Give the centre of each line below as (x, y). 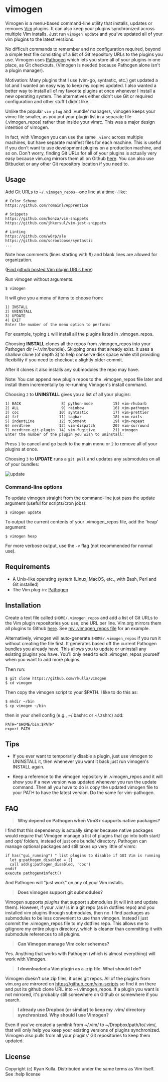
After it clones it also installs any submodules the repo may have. (72, 369)
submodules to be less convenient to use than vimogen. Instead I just (77, 918)
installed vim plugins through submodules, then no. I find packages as (77, 913)
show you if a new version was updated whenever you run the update (85, 782)
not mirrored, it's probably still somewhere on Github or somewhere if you (81, 994)
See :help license (23, 1074)
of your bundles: (22, 464)
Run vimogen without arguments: (39, 279)
